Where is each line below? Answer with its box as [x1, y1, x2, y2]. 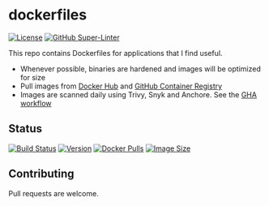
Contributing [8, 167, 75, 181]
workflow [19, 98, 52, 108]
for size [19, 72, 46, 82]
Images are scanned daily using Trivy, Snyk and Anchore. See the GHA [19, 89, 258, 99]
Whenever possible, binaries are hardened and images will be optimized [19, 63, 261, 74]
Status [8, 122, 43, 135]
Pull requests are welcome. [8, 188, 99, 198]
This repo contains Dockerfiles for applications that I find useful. [8, 48, 223, 58]
